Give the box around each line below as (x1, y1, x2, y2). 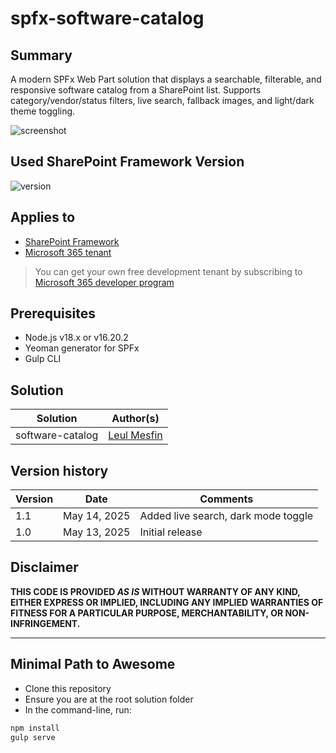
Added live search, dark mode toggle (139, 509, 314, 523)
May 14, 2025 (63, 509, 131, 523)
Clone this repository (24, 682, 112, 694)
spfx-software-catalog (10, 7, 205, 30)
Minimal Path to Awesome (10, 656, 176, 673)
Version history (10, 462, 109, 479)
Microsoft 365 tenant (24, 246, 112, 258)
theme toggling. (10, 105, 76, 117)
